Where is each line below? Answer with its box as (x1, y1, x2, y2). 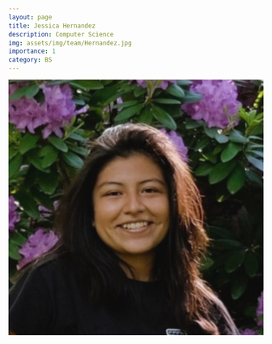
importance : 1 (8, 47, 57, 56)
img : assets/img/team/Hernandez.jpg (8, 39, 132, 47)
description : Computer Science (8, 30, 114, 38)
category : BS (8, 56, 53, 64)
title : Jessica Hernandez (8, 21, 96, 30)
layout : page (8, 13, 53, 21)
